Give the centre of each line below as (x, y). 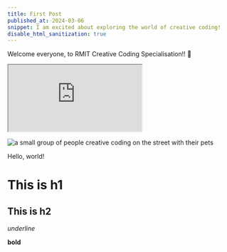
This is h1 (35, 185)
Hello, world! (26, 157)
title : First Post (35, 14)
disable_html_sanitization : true (57, 34)
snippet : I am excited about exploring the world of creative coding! (114, 27)
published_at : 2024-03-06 (46, 21)
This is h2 (30, 211)
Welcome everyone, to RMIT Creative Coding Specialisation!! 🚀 (100, 54)
